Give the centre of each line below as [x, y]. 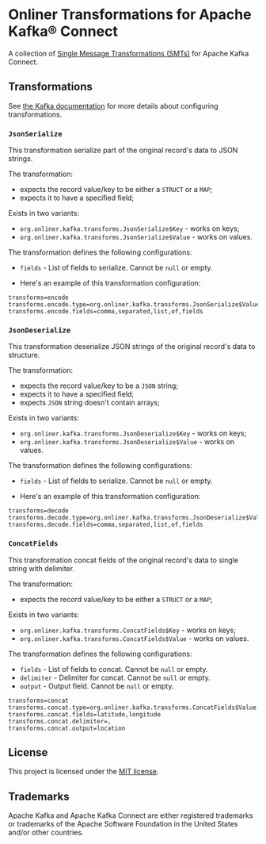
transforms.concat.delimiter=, [60, 721]
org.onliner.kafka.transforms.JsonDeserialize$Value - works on [127, 442]
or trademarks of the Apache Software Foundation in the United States [123, 824]
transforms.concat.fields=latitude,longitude [84, 714]
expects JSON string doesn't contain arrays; [89, 403]
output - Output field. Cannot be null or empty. [97, 686]
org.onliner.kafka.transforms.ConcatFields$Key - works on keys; [127, 630]
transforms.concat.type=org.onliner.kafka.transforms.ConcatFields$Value [133, 708]
